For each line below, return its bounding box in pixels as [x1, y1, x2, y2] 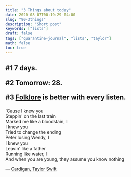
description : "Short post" [5, 21, 62, 27]
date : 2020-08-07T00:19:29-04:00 [5, 12, 76, 17]
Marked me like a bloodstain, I [5, 119, 68, 125]
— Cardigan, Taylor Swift [5, 166, 57, 172]
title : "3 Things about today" [5, 7, 71, 13]
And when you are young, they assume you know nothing [5, 156, 125, 162]
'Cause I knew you [5, 108, 44, 114]
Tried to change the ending [5, 129, 61, 135]
